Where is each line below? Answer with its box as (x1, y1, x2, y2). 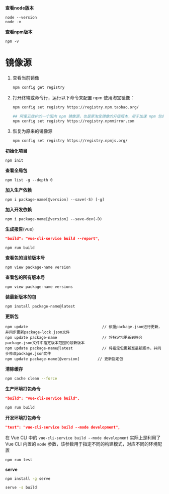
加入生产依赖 (5, 187, 32, 193)
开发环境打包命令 (5, 414, 41, 420)
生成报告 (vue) (5, 226, 34, 232)
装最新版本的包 (5, 294, 36, 300)
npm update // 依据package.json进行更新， (5, 325, 162, 330)
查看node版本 (5, 5, 34, 11)
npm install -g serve (5, 476, 51, 481)
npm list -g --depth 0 (5, 177, 53, 183)
